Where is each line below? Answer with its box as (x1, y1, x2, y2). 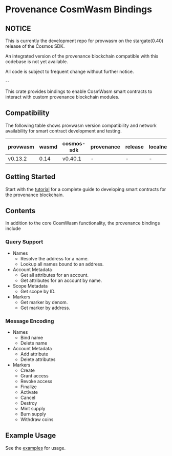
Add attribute (20, 351, 49, 357)
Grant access (20, 373, 49, 379)
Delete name (20, 340, 48, 346)
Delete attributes (20, 356, 56, 363)
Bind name (20, 335, 44, 341)
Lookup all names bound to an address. (20, 261, 104, 267)
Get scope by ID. (20, 288, 56, 294)
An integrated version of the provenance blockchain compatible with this (5, 53, 159, 59)
